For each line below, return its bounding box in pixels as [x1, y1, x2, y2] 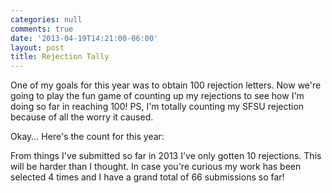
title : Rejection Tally [10, 52, 110, 62]
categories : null [10, 14, 83, 25]
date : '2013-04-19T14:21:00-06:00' [10, 33, 159, 43]
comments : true [10, 24, 74, 34]
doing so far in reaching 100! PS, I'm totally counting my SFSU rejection [10, 101, 305, 113]
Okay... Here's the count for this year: [10, 131, 165, 143]
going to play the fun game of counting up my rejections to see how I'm [10, 90, 305, 102]
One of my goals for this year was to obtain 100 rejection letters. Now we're [10, 79, 322, 91]
